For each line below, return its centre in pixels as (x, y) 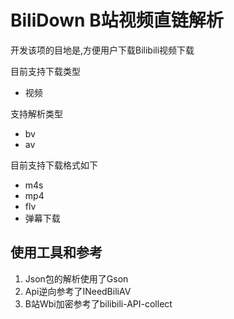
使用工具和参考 (56, 252)
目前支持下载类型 (45, 71)
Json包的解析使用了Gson (76, 278)
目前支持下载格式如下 (54, 165)
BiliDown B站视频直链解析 (117, 20)
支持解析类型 (36, 113)
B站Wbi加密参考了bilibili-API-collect (98, 303)
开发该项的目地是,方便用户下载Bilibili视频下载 (102, 50)
